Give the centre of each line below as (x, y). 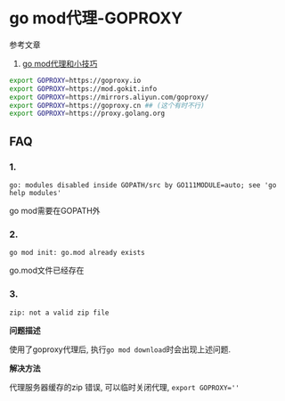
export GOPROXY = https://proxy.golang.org (87, 114)
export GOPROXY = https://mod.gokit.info (83, 89)
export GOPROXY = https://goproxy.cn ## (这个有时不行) (107, 105)
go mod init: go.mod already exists (77, 253)
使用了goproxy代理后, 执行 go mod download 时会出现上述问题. (120, 349)
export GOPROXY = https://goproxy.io (75, 80)
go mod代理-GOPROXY (96, 18)
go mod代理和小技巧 (60, 63)
